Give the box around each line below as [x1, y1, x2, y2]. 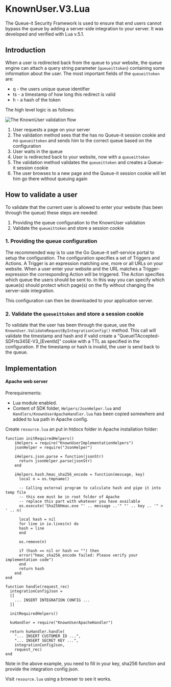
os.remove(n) [18, 539, 47, 544]
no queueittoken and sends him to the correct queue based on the [12, 137, 152, 144]
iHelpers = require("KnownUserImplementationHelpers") [14, 440, 134, 445]
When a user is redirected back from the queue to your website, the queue [5, 60, 162, 66]
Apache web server [5, 378, 48, 385]
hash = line [18, 525, 44, 531]
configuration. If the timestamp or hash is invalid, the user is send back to [5, 344, 160, 350]
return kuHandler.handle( [10, 629, 65, 634]
